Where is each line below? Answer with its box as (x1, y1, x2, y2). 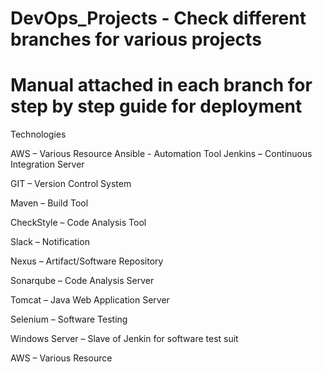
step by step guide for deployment (10, 95, 303, 118)
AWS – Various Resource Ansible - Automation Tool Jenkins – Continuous (10, 148, 313, 160)
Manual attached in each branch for (10, 74, 313, 97)
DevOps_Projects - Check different (10, 7, 307, 30)
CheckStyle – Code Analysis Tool (10, 217, 147, 229)
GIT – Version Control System (10, 178, 132, 190)
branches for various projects (10, 28, 262, 51)
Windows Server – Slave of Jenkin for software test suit (10, 333, 239, 345)
